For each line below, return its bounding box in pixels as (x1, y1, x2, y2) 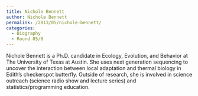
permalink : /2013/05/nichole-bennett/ (6, 19, 102, 25)
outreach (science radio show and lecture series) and (6, 77, 137, 84)
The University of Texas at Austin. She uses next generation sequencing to (6, 58, 188, 65)
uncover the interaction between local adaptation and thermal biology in (6, 65, 181, 71)
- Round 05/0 (11, 36, 44, 42)
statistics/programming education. (6, 84, 90, 90)
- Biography (11, 31, 41, 37)
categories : (6, 25, 35, 31)
